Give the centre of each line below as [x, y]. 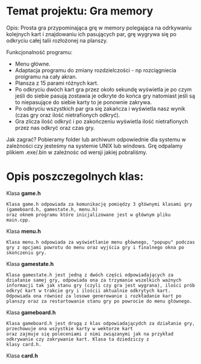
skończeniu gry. [26, 253]
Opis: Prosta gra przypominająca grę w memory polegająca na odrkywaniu [99, 28]
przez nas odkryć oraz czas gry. [55, 128]
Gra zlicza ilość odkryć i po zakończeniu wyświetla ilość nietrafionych [101, 121]
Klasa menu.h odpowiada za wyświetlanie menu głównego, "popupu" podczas [101, 242]
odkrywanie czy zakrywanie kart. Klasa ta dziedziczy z [78, 339]
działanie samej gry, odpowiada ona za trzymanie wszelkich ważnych [94, 280]
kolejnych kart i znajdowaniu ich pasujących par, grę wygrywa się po [91, 34]
